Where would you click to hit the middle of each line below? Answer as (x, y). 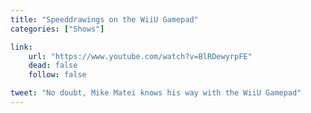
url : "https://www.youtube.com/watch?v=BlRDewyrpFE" (140, 56)
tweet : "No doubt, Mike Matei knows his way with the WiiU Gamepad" (156, 93)
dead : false (53, 66)
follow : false (57, 75)
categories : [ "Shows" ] (57, 29)
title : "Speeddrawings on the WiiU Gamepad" (104, 19)
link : (21, 47)
